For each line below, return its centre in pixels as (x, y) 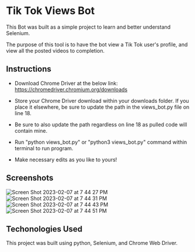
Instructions (29, 69)
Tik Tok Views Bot (51, 11)
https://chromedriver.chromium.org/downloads (71, 89)
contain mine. (31, 130)
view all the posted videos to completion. (55, 50)
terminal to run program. (44, 148)
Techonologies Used (44, 229)
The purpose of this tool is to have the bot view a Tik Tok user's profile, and (97, 44)
